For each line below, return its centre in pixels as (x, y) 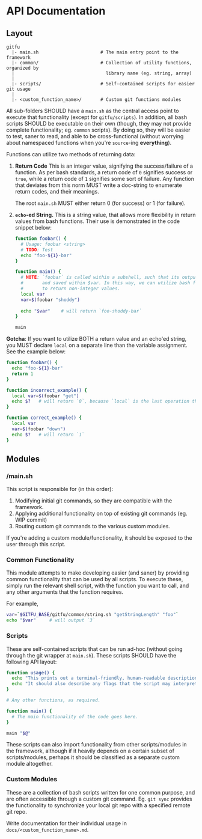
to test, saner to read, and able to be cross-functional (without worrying (95, 136)
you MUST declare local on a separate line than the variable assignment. (97, 345)
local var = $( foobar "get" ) (45, 396)
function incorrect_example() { (47, 390)
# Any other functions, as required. (54, 700)
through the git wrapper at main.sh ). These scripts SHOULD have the (91, 655)
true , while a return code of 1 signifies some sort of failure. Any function (104, 179)
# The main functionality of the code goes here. (75, 716)
